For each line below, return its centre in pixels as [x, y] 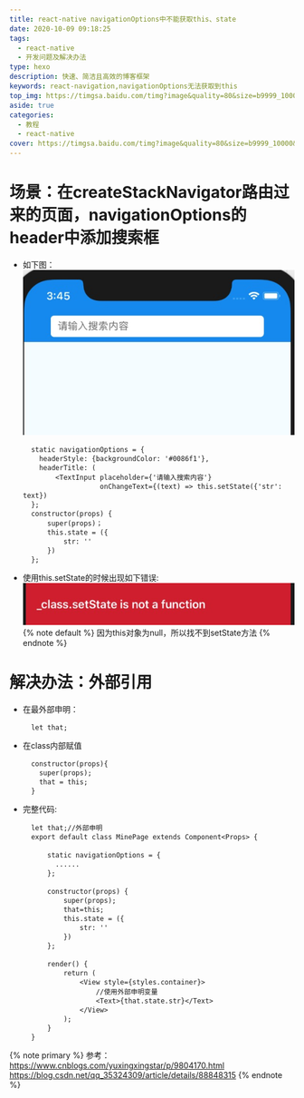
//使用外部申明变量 [127, 992]
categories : [32, 115]
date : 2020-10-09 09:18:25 [60, 29]
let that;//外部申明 [67, 828]
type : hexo [30, 67]
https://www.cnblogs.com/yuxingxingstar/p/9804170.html [117, 1065]
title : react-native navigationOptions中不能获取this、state [123, 19]
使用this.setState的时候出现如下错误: [90, 578]
